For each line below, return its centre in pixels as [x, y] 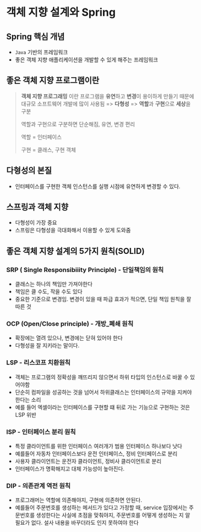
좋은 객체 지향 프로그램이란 [53, 81]
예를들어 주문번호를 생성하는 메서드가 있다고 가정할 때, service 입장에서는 [101, 508]
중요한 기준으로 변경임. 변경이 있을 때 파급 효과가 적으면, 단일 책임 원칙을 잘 [103, 299]
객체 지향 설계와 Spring [61, 12]
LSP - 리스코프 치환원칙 [39, 363]
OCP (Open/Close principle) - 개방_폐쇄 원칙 [70, 324]
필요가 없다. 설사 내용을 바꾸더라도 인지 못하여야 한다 [77, 523]
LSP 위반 [26, 414]
